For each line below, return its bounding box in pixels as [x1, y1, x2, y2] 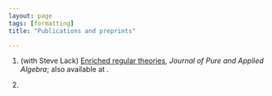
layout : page [8, 11, 53, 20]
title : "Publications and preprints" [8, 27, 136, 35]
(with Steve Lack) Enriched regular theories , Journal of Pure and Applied [19, 56, 264, 65]
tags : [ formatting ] [8, 19, 75, 27]
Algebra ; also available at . [19, 65, 110, 74]
